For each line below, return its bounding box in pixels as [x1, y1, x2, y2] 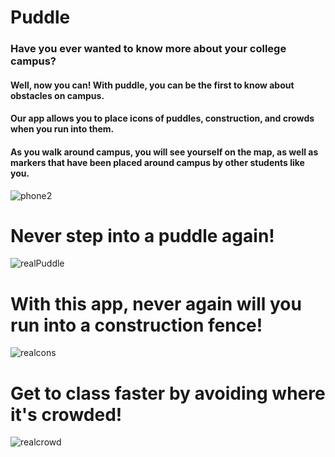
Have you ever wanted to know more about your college [10, 42, 287, 56]
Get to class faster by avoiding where [10, 382, 326, 405]
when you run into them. [10, 123, 115, 135]
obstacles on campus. [10, 89, 105, 101]
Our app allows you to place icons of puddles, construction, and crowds [10, 112, 315, 125]
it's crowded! [10, 403, 123, 426]
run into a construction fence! [10, 314, 263, 336]
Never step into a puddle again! [10, 224, 275, 247]
